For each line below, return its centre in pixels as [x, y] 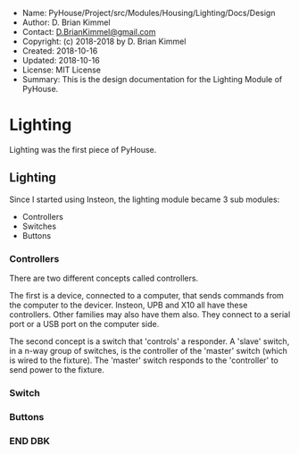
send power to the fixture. [57, 370]
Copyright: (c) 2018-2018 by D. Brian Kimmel [104, 41]
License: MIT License [61, 70]
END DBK [30, 441]
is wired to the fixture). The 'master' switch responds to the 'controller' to [144, 360]
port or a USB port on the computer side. [84, 324]
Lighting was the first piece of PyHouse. [83, 149]
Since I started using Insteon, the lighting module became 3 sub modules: [145, 199]
